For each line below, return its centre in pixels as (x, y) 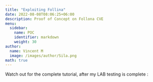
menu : (11, 23)
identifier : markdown (36, 38)
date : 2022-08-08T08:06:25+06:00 (40, 14)
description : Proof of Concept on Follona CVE (54, 19)
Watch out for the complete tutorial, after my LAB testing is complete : (77, 74)
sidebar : (19, 28)
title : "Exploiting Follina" (35, 10)
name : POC (24, 33)
